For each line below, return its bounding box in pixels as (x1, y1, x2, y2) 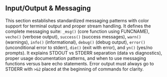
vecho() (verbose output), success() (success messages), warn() (5, 33, 141, 40)
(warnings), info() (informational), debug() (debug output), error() (5, 39, 146, 45)
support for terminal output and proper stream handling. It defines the (5, 23, 151, 29)
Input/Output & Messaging (5, 4, 91, 13)
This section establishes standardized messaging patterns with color (5, 17, 149, 23)
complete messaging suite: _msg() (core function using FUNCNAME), (5, 28, 150, 34)
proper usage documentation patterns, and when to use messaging (5, 55, 146, 61)
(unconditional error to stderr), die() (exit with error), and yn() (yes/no (5, 44, 153, 50)
